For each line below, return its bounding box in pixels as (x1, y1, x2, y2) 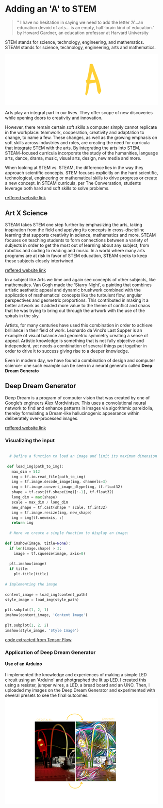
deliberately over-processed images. (5, 415, 79, 421)
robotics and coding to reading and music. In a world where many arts (5, 248, 146, 254)
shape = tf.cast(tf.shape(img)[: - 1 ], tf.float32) (11, 490, 114, 495)
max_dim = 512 (11, 469, 40, 474)
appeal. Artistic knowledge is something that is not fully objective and (5, 338, 144, 344)
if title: (9, 567, 29, 571)
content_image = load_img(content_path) (5, 592, 88, 597)
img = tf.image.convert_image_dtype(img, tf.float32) (11, 484, 123, 489)
